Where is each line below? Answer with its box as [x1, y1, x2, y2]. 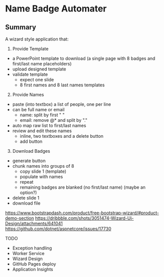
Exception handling [12, 245, 52, 251]
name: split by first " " [19, 112, 65, 118]
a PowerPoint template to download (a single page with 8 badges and [12, 55, 156, 61]
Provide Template [12, 46, 49, 51]
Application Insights [12, 267, 53, 272]
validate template [12, 71, 48, 77]
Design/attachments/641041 [5, 221, 63, 226]
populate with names [19, 174, 63, 180]
